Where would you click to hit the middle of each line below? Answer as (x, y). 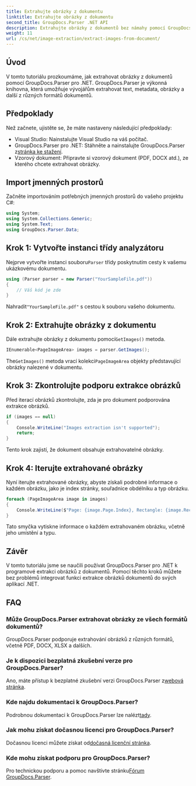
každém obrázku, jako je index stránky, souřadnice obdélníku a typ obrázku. (98, 488)
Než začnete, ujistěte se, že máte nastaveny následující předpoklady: (89, 128)
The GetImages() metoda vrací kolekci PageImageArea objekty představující (93, 361)
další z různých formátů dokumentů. (50, 95)
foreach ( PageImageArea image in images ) (57, 499)
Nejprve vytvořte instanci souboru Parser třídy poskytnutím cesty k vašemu (96, 262)
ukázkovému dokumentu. (36, 268)
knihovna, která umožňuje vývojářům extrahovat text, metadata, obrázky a (95, 89)
